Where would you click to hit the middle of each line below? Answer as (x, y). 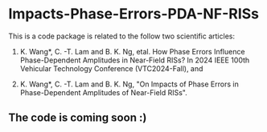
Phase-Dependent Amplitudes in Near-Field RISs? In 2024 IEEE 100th (135, 60)
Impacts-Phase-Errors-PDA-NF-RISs (134, 14)
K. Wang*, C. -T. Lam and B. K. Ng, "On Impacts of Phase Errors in (129, 84)
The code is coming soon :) (78, 118)
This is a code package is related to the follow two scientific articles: (122, 36)
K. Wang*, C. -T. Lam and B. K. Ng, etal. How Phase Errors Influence (132, 51)
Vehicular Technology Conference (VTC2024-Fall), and (111, 68)
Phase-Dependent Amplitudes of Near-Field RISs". (103, 92)
